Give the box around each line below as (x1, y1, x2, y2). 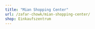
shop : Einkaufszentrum (5, 16, 51, 21)
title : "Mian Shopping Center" (5, 7, 69, 12)
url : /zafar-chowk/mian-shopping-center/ (5, 12, 91, 17)
